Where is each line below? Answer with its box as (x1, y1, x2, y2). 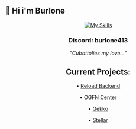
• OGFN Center (79, 94, 117, 101)
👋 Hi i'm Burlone (5, 6, 66, 16)
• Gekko (88, 105, 108, 112)
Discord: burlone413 (68, 36, 128, 44)
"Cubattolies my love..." (69, 49, 127, 57)
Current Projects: (66, 67, 131, 77)
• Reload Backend (76, 82, 121, 89)
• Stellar (88, 116, 108, 124)
